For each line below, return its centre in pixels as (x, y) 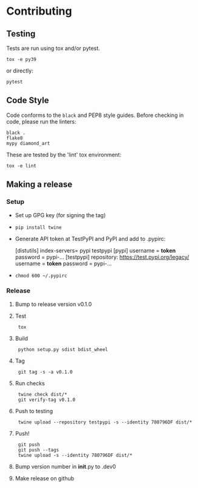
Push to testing (34, 411)
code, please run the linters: (41, 121)
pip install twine (38, 227)
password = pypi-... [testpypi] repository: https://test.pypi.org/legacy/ (102, 257)
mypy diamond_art (28, 143)
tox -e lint (21, 166)
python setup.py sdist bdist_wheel (63, 349)
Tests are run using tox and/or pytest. (53, 48)
